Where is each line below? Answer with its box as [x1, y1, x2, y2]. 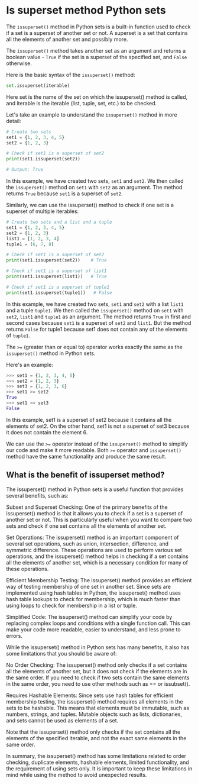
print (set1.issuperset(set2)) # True [6, 257, 108, 263]
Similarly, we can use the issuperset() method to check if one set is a [6, 202, 174, 209]
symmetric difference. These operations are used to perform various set [6, 546, 182, 553]
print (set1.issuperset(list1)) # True [6, 273, 108, 280]
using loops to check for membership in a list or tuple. [6, 602, 138, 609]
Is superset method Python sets [6, 4, 167, 17]
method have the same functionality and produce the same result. [6, 453, 167, 460]
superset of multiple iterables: [6, 208, 79, 215]
